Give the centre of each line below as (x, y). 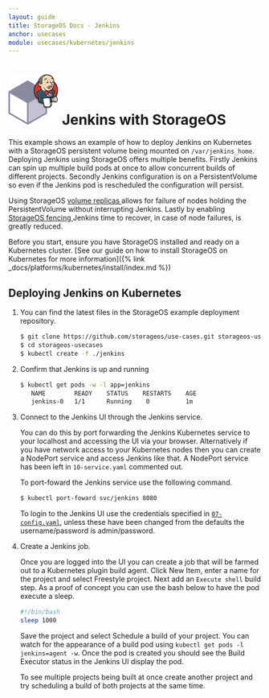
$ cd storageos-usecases (61, 345)
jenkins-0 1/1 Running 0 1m (112, 402)
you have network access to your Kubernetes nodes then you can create (140, 450)
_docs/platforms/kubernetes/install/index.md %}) (90, 268)
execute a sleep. (47, 597)
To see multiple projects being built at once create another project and (136, 677)
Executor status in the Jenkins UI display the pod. (102, 661)
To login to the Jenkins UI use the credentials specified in (115, 514)
